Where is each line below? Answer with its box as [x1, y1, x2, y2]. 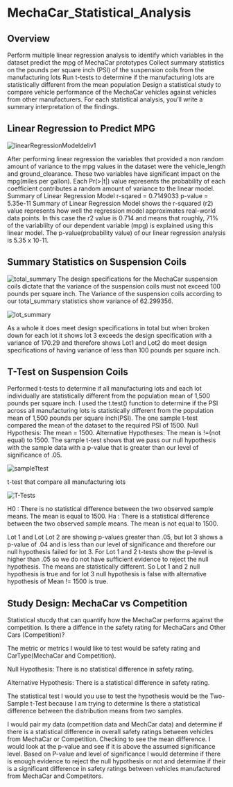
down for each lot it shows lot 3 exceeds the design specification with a [7, 331, 212, 339]
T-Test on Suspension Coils [7, 366, 128, 378]
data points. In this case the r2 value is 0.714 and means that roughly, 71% [7, 213, 218, 222]
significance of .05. [7, 451, 62, 460]
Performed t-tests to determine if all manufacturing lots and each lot [7, 384, 202, 393]
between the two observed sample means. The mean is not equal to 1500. [7, 519, 218, 528]
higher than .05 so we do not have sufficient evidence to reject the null [7, 555, 209, 564]
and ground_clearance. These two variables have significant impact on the [7, 169, 221, 178]
